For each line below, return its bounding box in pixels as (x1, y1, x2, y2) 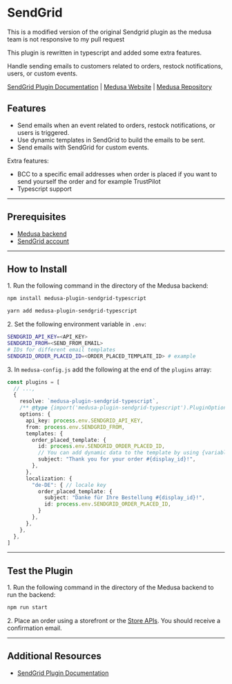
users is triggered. (17, 128, 70, 136)
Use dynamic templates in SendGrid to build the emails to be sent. (17, 136, 206, 144)
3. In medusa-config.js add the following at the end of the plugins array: (7, 365, 212, 373)
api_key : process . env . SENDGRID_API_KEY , (25, 417, 144, 424)
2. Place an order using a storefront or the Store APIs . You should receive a (7, 617, 221, 625)
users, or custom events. (7, 69, 78, 77)
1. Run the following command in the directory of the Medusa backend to (7, 583, 214, 592)
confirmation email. (7, 624, 62, 632)
